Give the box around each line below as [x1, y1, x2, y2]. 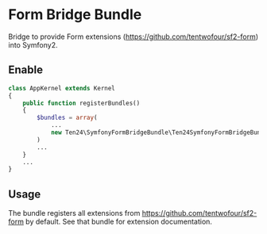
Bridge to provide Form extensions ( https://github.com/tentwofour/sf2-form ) [8, 32, 259, 41]
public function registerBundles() [22, 99, 141, 107]
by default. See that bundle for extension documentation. [25, 217, 213, 227]
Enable [8, 63, 44, 77]
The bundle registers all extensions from [8, 209, 141, 218]
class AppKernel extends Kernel [8, 84, 115, 92]
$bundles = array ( [37, 113, 98, 122]
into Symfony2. [8, 40, 58, 49]
